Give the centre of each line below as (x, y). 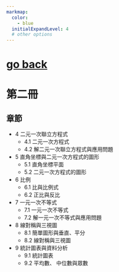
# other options (32, 35)
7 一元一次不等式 (36, 202)
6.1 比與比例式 (41, 187)
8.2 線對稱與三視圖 (47, 240)
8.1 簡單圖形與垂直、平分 (55, 233)
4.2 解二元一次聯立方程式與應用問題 (69, 149)
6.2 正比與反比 (42, 195)
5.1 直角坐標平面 (44, 165)
